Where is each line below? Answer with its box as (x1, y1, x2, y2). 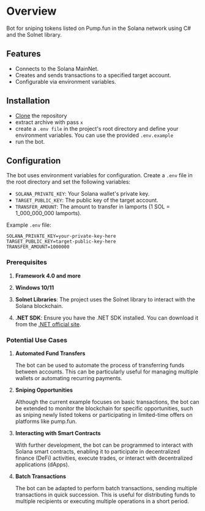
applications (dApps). (15, 460, 70, 468)
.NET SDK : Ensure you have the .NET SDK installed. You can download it (15, 314, 199, 322)
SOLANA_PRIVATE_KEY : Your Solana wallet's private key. (15, 190, 150, 197)
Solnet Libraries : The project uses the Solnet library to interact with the (15, 295, 196, 303)
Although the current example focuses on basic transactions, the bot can (15, 398, 199, 405)
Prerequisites (6, 258, 47, 267)
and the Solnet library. (6, 31, 62, 38)
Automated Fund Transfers (15, 350, 86, 357)
